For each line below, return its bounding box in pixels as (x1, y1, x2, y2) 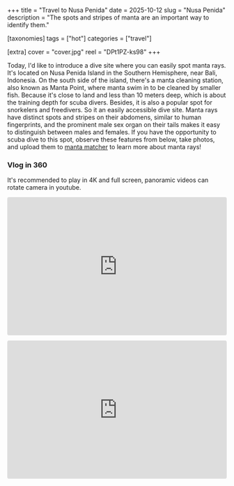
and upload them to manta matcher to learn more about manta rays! (7, 143, 202, 151)
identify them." (7, 21, 50, 29)
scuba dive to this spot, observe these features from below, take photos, (7, 135, 215, 144)
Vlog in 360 (7, 160, 47, 169)
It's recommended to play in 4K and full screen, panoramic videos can (7, 176, 209, 184)
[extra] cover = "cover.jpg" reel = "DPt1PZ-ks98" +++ (7, 48, 161, 56)
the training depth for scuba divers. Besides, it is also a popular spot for (7, 98, 212, 107)
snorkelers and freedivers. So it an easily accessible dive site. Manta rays (7, 106, 218, 114)
